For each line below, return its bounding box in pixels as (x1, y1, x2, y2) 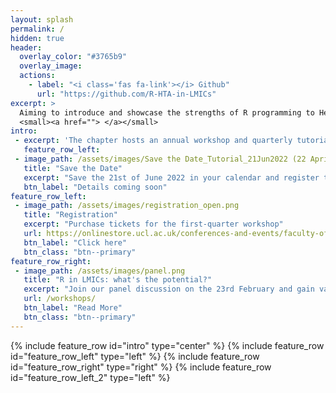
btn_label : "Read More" (23, 303, 123, 313)
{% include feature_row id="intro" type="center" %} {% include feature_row (10, 339, 325, 351)
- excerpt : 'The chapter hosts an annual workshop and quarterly (14, 136, 293, 146)
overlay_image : (19, 61, 83, 71)
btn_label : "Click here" (23, 237, 128, 248)
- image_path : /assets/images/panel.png (14, 266, 186, 276)
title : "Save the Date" (23, 163, 123, 173)
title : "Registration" (23, 210, 118, 220)
